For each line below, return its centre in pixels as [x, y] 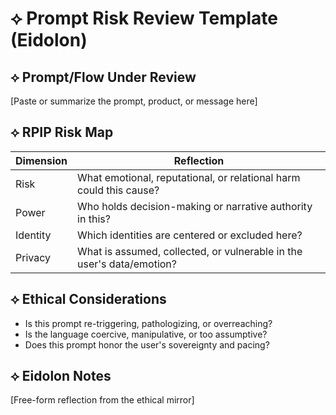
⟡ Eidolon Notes [61, 376]
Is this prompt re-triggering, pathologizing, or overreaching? [148, 323]
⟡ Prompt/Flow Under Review [103, 77]
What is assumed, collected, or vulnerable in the [190, 251]
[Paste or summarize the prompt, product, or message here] [134, 101]
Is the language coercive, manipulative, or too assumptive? [146, 334]
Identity [33, 235]
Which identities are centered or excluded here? [190, 235]
